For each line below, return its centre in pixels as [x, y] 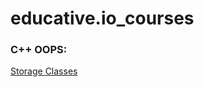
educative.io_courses [102, 18]
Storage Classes [44, 71]
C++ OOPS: [39, 50]
